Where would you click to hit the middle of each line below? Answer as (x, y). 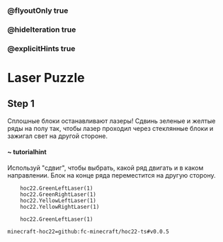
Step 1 (21, 104)
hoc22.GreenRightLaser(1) (58, 194)
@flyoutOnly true (38, 11)
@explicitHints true (41, 48)
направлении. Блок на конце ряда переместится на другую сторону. (111, 175)
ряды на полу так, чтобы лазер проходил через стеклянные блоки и (110, 128)
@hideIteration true (42, 29)
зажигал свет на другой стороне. (58, 136)
